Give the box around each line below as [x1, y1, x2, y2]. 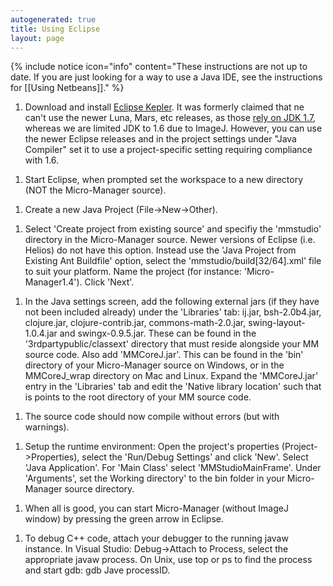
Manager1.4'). [24, 276, 83, 288]
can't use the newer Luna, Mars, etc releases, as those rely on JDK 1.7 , [24, 112, 317, 124]
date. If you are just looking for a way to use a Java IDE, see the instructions [10, 71, 323, 83]
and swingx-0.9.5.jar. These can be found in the [59, 327, 257, 340]
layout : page [10, 33, 65, 43]
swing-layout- [248, 317, 306, 329]
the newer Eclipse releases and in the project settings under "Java [24, 133, 297, 145]
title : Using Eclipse [10, 24, 101, 34]
